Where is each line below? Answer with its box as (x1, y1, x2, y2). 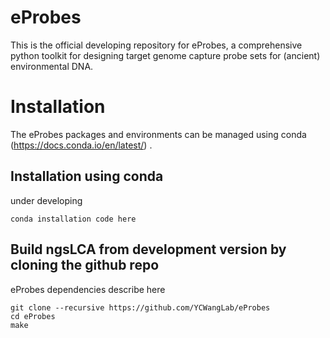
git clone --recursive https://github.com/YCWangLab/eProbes (10, 302, 271, 313)
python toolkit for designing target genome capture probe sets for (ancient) (10, 49, 321, 61)
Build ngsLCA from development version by (10, 241, 287, 258)
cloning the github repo (10, 257, 160, 274)
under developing (10, 194, 83, 206)
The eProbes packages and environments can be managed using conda (10, 128, 307, 140)
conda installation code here (10, 214, 137, 224)
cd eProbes (10, 311, 56, 321)
